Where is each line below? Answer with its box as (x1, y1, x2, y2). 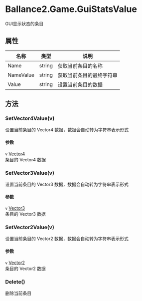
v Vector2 (5, 260, 25, 266)
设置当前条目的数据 (57, 81, 103, 88)
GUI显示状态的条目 (5, 20, 44, 26)
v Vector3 (5, 205, 25, 211)
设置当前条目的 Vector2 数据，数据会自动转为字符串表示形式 (5, 236, 129, 242)
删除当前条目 (5, 290, 31, 296)
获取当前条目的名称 (57, 62, 103, 69)
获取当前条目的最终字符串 (57, 71, 118, 78)
